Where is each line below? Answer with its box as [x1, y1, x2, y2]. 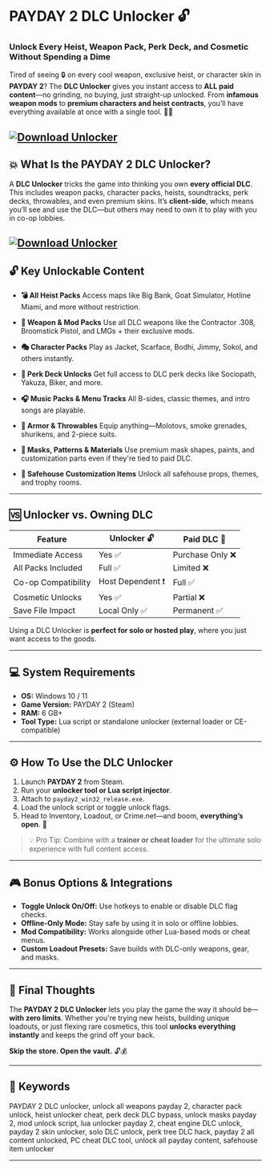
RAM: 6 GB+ [20, 708, 63, 717]
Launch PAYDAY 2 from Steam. [20, 777, 125, 787]
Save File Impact [13, 604, 75, 615]
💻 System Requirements [9, 666, 135, 680]
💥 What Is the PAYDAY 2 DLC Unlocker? [9, 158, 212, 172]
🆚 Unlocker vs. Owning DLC [9, 508, 153, 522]
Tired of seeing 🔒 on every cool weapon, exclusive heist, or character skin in [9, 70, 261, 79]
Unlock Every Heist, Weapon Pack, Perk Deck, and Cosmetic [9, 42, 249, 53]
